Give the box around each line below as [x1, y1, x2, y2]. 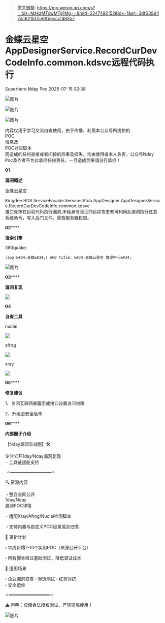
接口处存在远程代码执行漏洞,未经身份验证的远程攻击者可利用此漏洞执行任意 [5, 209, 158, 215]
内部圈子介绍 [5, 431, 31, 436]
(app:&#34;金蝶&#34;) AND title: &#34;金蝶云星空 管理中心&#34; [5, 255, 132, 260]
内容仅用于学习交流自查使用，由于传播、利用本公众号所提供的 [5, 127, 131, 133]
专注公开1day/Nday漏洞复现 [5, 453, 61, 459]
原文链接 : [17, 5, 36, 10]
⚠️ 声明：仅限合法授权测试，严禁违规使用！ [5, 602, 93, 608]
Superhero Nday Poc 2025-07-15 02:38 [5, 86, 86, 92]
